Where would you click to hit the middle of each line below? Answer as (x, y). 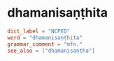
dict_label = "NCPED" (39, 31)
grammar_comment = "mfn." (45, 44)
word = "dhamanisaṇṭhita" (45, 37)
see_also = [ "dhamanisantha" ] (51, 51)
